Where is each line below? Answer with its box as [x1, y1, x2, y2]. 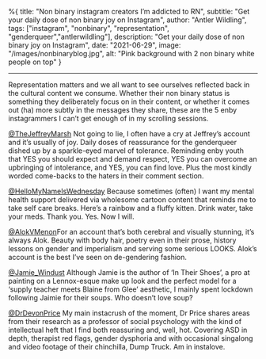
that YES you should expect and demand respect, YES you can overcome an [8, 155, 257, 163]
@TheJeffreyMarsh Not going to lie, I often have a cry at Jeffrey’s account [8, 129, 251, 138]
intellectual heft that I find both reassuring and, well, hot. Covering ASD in [8, 325, 248, 334]
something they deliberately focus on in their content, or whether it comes [8, 97, 250, 106]
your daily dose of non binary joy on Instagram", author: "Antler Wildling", [8, 15, 247, 25]
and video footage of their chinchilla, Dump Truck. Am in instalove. [8, 342, 226, 351]
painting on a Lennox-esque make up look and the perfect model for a [8, 277, 237, 285]
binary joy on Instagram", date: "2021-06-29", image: [8, 40, 181, 50]
